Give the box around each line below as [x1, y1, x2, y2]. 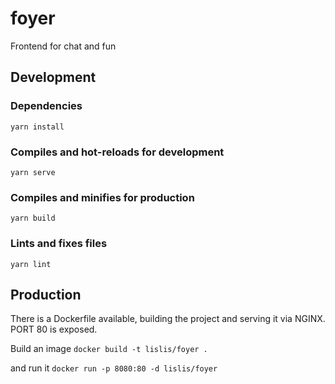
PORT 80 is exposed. [10, 323, 98, 336]
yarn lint [10, 259, 52, 269]
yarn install [10, 122, 65, 132]
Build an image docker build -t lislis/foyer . [10, 343, 208, 355]
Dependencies [10, 99, 83, 113]
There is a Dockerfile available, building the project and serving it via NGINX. [10, 313, 326, 325]
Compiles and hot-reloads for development [10, 145, 225, 159]
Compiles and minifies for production [10, 190, 195, 204]
